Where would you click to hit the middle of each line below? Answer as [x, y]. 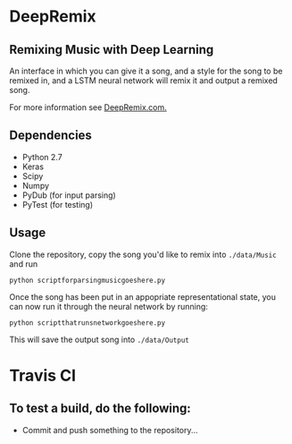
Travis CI [43, 376]
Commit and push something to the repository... [110, 430]
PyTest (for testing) [58, 204]
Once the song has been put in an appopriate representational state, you [143, 296]
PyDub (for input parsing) [69, 195]
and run [24, 264]
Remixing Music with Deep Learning [112, 50]
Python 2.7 [42, 157]
